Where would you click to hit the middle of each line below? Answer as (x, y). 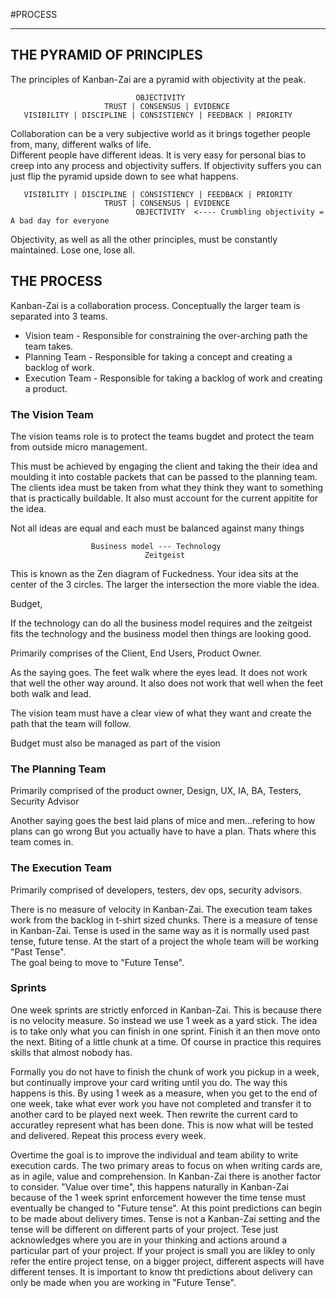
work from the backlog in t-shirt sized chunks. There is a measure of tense (164, 920)
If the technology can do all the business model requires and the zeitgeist (161, 623)
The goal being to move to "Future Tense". (97, 962)
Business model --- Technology (156, 546)
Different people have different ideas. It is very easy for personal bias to (158, 155)
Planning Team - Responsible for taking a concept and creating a (158, 356)
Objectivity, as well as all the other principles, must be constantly (144, 239)
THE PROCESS (56, 281)
